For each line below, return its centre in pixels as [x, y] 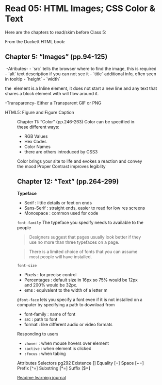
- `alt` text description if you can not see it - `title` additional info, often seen [81, 74]
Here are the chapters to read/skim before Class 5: [56, 32]
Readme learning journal [42, 377]
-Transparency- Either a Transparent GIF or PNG [53, 103]
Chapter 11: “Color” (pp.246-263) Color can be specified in [76, 121]
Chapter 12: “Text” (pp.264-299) [68, 182]
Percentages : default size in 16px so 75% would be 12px [81, 280]
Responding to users [38, 334]
